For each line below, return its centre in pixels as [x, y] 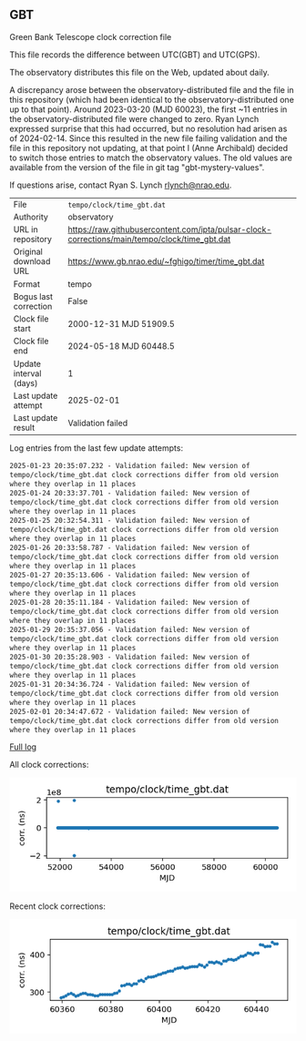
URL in [25, 230]
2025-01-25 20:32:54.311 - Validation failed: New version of [130, 520]
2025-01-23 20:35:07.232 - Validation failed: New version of [130, 465]
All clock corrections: [49, 764]
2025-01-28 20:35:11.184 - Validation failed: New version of [130, 602]
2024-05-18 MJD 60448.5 [121, 346]
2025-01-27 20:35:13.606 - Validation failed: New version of [130, 575]
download [32, 261]
